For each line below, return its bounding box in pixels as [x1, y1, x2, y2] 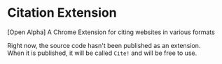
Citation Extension [7, 5, 117, 21]
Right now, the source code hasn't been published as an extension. [7, 41, 201, 49]
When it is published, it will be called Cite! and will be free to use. [7, 49, 197, 57]
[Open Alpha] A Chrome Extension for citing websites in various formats [7, 28, 215, 36]
